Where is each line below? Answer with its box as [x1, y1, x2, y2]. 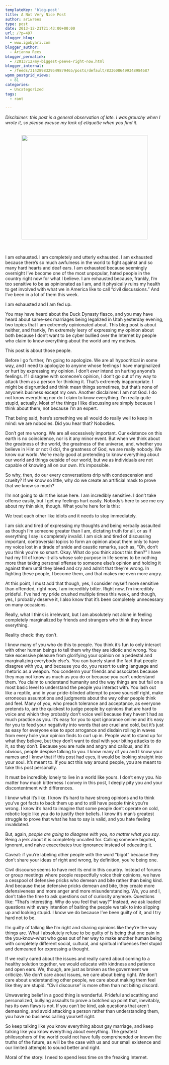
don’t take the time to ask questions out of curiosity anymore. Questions [5, 894, 155, 900]
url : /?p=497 [5, 31, 33, 36]
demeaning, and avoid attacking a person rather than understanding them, [5, 1008, 159, 1014]
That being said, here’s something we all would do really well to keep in [5, 415, 152, 421]
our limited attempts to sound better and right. [5, 1044, 101, 1051]
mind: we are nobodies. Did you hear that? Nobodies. [5, 420, 116, 426]
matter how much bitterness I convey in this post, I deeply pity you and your [5, 780, 162, 786]
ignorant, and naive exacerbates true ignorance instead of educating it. [5, 842, 152, 848]
